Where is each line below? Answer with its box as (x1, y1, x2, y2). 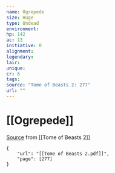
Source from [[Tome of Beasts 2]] (6, 134, 91, 141)
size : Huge (6, 15, 34, 21)
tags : (6, 76, 20, 82)
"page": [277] (17, 155, 53, 162)
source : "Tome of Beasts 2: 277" (6, 82, 91, 88)
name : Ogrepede (6, 8, 45, 15)
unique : (6, 65, 26, 71)
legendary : (6, 54, 34, 60)
